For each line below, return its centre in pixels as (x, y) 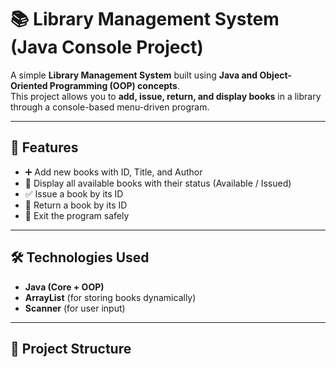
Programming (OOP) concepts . (114, 85)
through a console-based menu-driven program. (110, 107)
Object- (275, 75)
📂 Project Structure (71, 348)
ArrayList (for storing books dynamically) (110, 297)
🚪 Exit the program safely (77, 215)
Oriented (29, 85)
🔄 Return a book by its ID (76, 205)
